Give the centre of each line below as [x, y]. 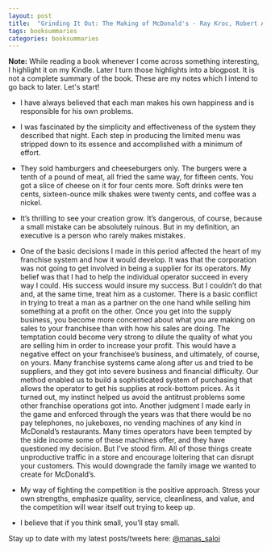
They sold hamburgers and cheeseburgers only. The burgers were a [133, 168]
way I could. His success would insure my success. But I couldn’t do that [141, 286]
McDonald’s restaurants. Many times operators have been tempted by [136, 431]
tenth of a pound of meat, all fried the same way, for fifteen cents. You [137, 177]
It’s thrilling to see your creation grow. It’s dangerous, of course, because [141, 218]
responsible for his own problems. [77, 111]
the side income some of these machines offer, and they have [123, 440]
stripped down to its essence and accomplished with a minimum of [131, 144]
